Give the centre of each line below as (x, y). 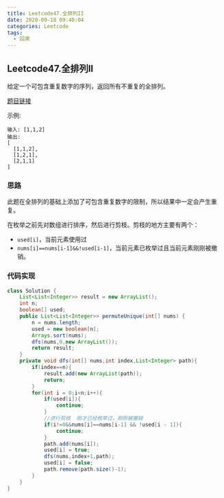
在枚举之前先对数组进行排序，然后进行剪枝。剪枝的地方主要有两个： (103, 225)
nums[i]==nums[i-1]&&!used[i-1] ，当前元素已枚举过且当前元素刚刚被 (114, 248)
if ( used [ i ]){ (62, 399)
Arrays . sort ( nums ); (60, 335)
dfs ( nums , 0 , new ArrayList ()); (75, 342)
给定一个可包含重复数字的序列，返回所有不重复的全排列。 (88, 86)
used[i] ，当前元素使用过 (52, 239)
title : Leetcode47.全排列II (46, 13)
